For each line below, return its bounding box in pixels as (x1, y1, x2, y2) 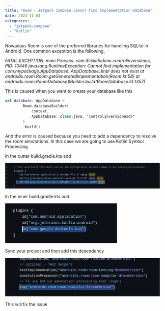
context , (31, 108, 50, 113)
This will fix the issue (5, 301, 48, 308)
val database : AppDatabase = (5, 99, 65, 104)
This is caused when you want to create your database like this (5, 88, 133, 94)
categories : (5, 18, 29, 23)
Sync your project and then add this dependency (5, 248, 104, 254)
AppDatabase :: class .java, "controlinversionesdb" (31, 114, 135, 119)
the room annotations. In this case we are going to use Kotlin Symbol (5, 138, 144, 144)
